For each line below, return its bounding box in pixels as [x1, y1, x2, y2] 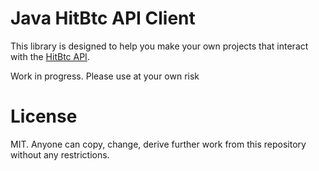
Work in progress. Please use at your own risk [10, 70, 200, 82]
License [10, 105, 78, 128]
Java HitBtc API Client [10, 7, 196, 30]
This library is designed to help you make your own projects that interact [10, 40, 309, 52]
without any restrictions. [10, 148, 110, 161]
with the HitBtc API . [10, 50, 90, 62]
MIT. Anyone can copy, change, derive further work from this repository [10, 138, 307, 150]
